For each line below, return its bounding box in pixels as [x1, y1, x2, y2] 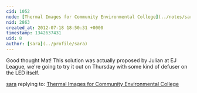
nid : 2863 [6, 19, 30, 25]
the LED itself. [6, 69, 40, 76]
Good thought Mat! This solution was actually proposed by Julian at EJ [6, 56, 177, 64]
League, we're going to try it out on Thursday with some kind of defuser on [6, 63, 188, 70]
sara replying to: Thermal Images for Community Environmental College [6, 80, 179, 87]
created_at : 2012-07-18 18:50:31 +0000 [6, 24, 104, 31]
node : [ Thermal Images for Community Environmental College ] [6, 14, 159, 20]
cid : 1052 [6, 8, 30, 15]
